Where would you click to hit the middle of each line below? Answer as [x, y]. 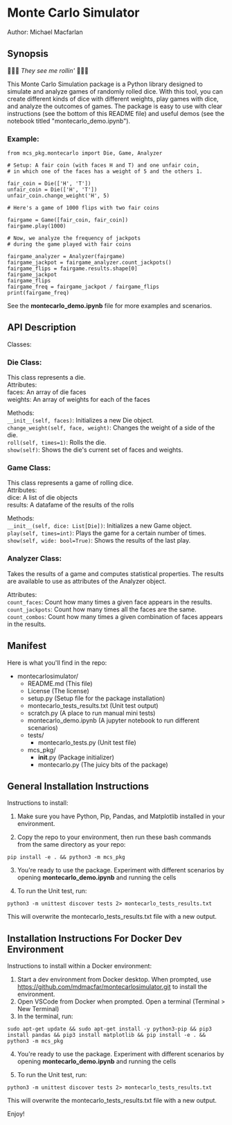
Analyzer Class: [35, 559]
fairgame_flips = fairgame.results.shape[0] [72, 269]
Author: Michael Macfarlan [45, 32]
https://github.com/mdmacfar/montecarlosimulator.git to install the [112, 987]
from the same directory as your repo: [71, 845]
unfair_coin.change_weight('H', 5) [59, 196]
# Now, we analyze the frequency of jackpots [74, 238]
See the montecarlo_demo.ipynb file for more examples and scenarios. [110, 306]
